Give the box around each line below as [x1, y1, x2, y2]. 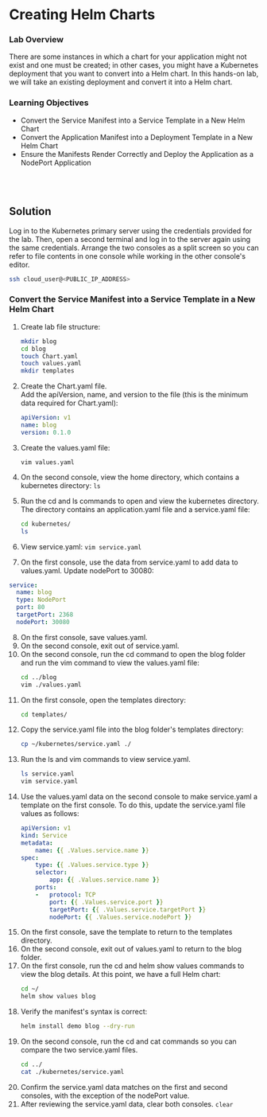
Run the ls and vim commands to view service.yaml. [20, 755, 192, 764]
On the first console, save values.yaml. [20, 632, 148, 642]
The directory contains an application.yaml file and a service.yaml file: [20, 504, 250, 514]
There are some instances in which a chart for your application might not [9, 52, 247, 61]
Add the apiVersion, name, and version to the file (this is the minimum [20, 390, 249, 400]
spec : [20, 853, 39, 861]
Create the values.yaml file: [20, 443, 110, 452]
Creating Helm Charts [9, 6, 156, 24]
